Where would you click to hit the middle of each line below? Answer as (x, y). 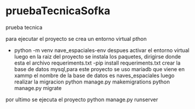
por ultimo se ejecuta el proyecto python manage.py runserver (82, 100)
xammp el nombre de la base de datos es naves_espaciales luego (94, 75)
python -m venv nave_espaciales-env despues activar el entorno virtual (102, 50)
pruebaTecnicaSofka (58, 11)
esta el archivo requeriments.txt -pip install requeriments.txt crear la (97, 63)
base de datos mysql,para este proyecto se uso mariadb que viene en (99, 69)
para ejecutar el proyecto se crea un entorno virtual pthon (76, 39)
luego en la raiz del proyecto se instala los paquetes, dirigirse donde (97, 56)
